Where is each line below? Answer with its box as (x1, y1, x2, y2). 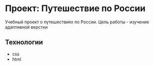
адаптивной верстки (5, 24, 48, 30)
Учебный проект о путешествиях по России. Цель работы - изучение (5, 19, 150, 25)
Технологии (5, 38, 43, 47)
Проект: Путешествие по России (5, 3, 146, 14)
